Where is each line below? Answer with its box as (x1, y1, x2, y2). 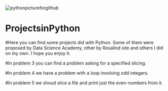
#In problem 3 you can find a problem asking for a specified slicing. (5, 60, 147, 66)
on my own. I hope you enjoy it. (5, 50, 71, 56)
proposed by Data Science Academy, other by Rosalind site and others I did (5, 45, 163, 51)
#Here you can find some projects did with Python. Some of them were (5, 39, 154, 45)
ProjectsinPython (5, 23, 80, 34)
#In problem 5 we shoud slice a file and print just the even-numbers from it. (5, 79, 163, 86)
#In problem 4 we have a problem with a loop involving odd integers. (5, 70, 149, 76)
